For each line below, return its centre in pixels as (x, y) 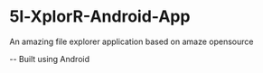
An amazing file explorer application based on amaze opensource (131, 41)
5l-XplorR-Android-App (100, 17)
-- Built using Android (50, 59)
